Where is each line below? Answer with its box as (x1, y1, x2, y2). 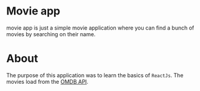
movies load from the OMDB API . (6, 78, 89, 85)
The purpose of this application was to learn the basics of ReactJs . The (6, 71, 184, 79)
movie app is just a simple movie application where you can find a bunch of (6, 24, 195, 31)
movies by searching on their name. (6, 30, 96, 37)
